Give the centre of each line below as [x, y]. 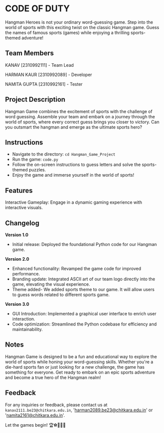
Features [19, 190]
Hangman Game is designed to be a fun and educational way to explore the [81, 356]
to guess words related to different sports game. [61, 295]
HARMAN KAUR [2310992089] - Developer [48, 75]
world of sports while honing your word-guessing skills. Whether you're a [79, 362]
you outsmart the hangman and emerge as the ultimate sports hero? [74, 127]
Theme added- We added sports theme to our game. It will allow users [83, 289]
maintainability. [27, 329]
